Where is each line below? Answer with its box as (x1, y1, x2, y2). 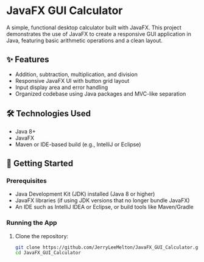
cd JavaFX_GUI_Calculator (15, 250, 81, 256)
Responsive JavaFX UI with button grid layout (15, 77, 130, 84)
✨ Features (6, 54, 49, 65)
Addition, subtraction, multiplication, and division (15, 71, 138, 78)
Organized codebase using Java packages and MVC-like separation (15, 90, 186, 97)
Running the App (6, 219, 57, 227)
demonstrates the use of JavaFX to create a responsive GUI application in (6, 30, 192, 37)
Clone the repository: (15, 232, 69, 239)
